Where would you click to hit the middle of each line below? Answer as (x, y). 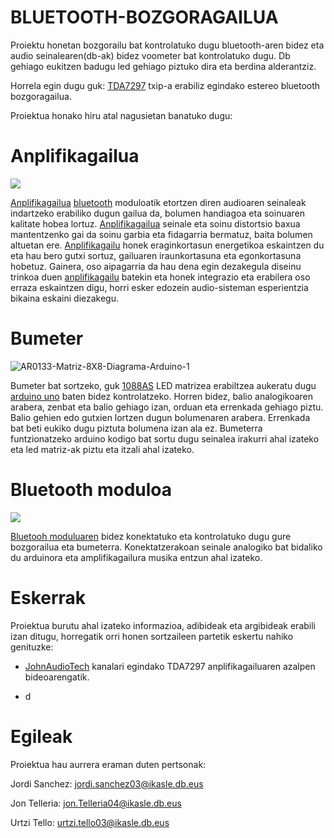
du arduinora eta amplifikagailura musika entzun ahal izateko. (136, 557)
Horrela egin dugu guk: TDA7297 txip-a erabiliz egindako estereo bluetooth (165, 85)
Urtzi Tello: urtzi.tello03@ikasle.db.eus (90, 822)
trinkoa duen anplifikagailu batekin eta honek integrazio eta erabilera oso (160, 277)
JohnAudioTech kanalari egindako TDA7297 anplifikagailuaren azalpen (170, 666)
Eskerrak (48, 597)
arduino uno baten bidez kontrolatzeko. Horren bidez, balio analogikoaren (162, 396)
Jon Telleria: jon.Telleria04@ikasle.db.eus (96, 803)
